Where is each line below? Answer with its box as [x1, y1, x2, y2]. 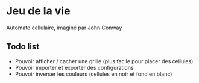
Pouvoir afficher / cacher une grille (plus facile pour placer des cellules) [14, 57, 194, 64]
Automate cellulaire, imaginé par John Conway [6, 24, 122, 31]
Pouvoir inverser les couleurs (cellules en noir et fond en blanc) [14, 70, 172, 78]
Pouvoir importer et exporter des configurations [14, 64, 134, 71]
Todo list [6, 41, 40, 52]
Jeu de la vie [6, 4, 71, 18]
